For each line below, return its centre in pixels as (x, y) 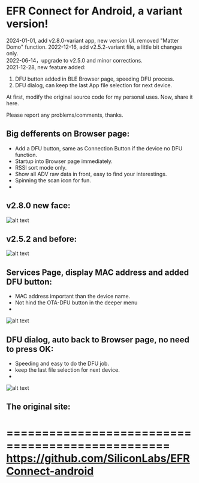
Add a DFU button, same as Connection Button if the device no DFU (99, 148)
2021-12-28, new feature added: (46, 67)
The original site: (38, 407)
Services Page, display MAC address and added (98, 272)
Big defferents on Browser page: (68, 134)
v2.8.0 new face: (38, 206)
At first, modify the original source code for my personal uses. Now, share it (99, 97)
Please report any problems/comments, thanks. (65, 115)
